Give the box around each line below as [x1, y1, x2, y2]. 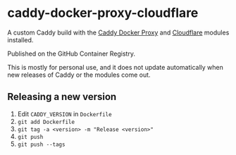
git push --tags [17, 141, 66, 148]
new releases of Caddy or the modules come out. [7, 70, 151, 79]
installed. [7, 35, 34, 44]
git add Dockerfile [17, 118, 75, 125]
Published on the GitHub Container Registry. [7, 49, 136, 58]
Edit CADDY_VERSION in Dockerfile [17, 109, 112, 118]
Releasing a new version [7, 91, 117, 103]
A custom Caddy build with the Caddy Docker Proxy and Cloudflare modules [7, 28, 230, 37]
